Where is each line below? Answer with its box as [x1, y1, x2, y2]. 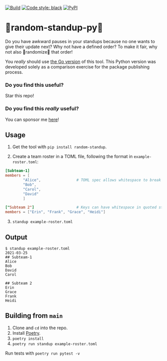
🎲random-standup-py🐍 [5, 22, 103, 33]
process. [5, 69, 23, 75]
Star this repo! [5, 93, 34, 99]
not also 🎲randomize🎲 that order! [5, 49, 73, 55]
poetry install [12, 336, 44, 341]
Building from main [5, 311, 63, 320]
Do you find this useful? [5, 81, 64, 88]
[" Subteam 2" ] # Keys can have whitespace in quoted [5, 205, 157, 210]
